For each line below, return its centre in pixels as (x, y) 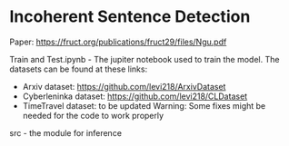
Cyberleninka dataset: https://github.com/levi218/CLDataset (135, 96)
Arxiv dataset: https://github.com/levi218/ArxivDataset (124, 86)
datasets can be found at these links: (79, 69)
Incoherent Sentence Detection (130, 17)
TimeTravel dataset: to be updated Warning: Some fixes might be (144, 105)
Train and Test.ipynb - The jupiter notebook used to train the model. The (144, 59)
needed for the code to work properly (93, 115)
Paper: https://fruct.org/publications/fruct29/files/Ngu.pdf (118, 42)
